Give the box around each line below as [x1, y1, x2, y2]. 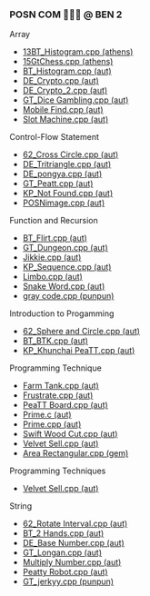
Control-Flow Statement [9, 132, 100, 143]
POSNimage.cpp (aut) [22, 197, 105, 208]
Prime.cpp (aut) [22, 419, 82, 430]
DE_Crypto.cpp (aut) [22, 75, 100, 86]
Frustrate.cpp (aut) [22, 390, 94, 401]
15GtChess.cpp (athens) [22, 56, 114, 67]
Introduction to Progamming [9, 308, 115, 319]
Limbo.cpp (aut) [22, 272, 84, 283]
